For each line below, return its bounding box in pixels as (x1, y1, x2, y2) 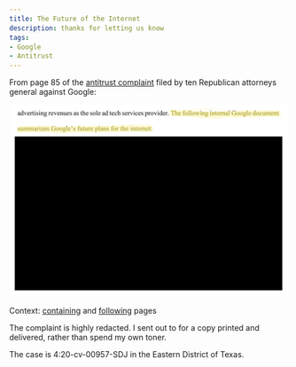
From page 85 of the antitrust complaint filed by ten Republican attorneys (9, 77, 277, 88)
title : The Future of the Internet (9, 14, 141, 23)
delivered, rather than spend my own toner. (9, 332, 167, 342)
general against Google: (9, 87, 97, 98)
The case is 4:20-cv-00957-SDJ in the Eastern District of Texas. (9, 348, 245, 359)
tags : (9, 33, 29, 42)
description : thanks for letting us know (9, 23, 165, 33)
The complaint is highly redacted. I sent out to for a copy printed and (9, 322, 260, 332)
